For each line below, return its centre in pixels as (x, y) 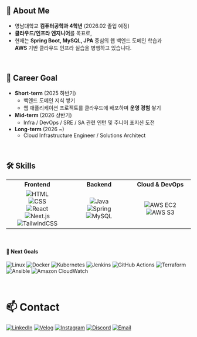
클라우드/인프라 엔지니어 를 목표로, (53, 33)
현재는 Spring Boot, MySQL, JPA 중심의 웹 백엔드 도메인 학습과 (88, 40)
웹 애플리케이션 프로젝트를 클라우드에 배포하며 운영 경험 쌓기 (92, 108)
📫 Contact (33, 307)
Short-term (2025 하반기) (45, 93)
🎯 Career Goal (32, 78)
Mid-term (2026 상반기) (43, 115)
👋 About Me (28, 11)
